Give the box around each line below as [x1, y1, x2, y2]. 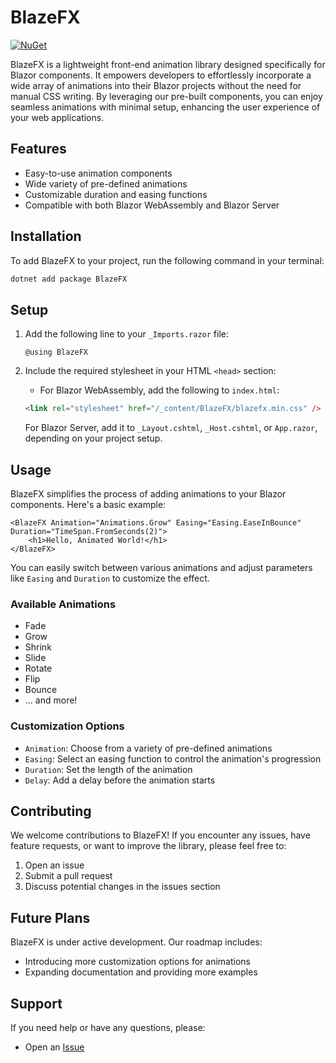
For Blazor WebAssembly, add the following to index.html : [39, 384, 280, 396]
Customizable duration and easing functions [24, 188, 208, 200]
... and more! [24, 694, 78, 706]
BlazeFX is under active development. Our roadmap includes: [10, 936, 263, 948]
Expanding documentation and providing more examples [24, 966, 258, 978]
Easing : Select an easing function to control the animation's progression [24, 752, 322, 765]
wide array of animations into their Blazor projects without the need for [10, 79, 302, 91]
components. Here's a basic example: [10, 498, 167, 510]
